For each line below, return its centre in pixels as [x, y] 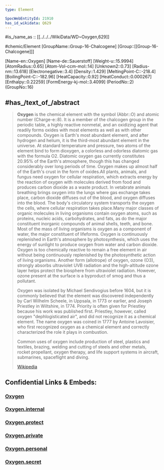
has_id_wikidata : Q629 [28, 23]
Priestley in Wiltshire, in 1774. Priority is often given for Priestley [81, 306]
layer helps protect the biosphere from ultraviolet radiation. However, [86, 271]
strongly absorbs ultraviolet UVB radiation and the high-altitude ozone [88, 266]
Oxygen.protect [24, 422]
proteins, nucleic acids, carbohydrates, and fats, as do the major [82, 219]
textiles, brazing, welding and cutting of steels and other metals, [82, 347]
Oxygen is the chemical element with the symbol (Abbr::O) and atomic [88, 114]
